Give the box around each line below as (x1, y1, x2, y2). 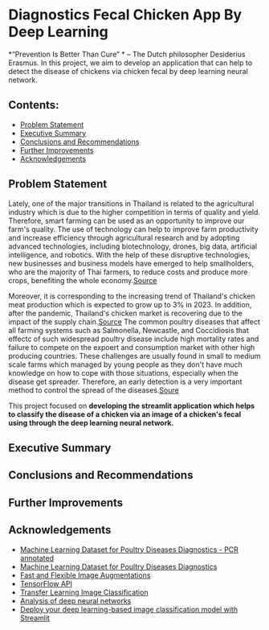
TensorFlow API (19, 579, 72, 588)
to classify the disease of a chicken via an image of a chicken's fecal (8, 409, 242, 419)
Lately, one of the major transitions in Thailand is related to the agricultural (8, 199, 255, 208)
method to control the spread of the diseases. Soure (8, 385, 179, 395)
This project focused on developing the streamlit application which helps (8, 401, 255, 410)
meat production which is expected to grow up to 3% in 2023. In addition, (8, 299, 252, 309)
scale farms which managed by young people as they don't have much (8, 360, 243, 369)
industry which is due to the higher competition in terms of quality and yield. (8, 207, 261, 216)
